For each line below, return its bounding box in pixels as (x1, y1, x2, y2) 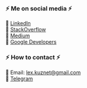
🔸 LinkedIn (5, 20, 31, 27)
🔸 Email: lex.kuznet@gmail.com (5, 69, 81, 76)
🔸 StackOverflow (5, 26, 46, 33)
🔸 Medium (5, 32, 30, 39)
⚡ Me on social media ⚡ (5, 4, 72, 12)
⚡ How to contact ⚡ (5, 54, 61, 62)
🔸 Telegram (5, 75, 33, 82)
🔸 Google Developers (5, 38, 57, 45)
